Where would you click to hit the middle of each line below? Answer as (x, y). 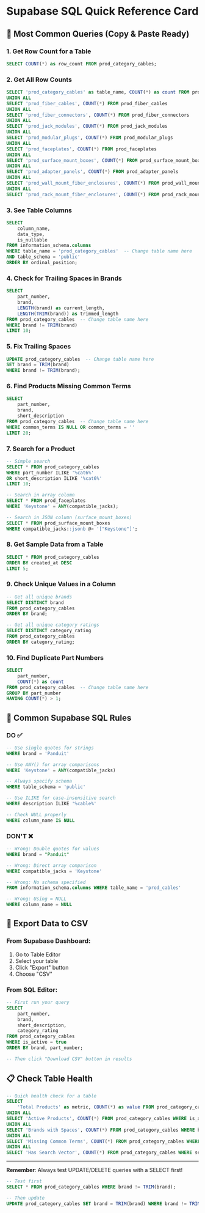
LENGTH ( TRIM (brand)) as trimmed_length (68, 314)
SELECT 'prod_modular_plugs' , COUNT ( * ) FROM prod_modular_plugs (90, 138)
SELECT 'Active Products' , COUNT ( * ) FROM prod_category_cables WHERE (97, 1119)
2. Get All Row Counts (39, 79)
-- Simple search (28, 461)
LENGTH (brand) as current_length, (61, 308)
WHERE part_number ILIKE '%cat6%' (50, 473)
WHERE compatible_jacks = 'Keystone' (54, 871)
